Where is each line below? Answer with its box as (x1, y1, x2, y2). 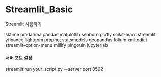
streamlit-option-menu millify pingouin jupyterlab (5, 42, 108, 48)
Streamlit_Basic (5, 4, 73, 15)
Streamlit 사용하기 (5, 21, 42, 27)
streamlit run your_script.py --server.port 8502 (5, 66, 103, 72)
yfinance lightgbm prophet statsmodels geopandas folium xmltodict (5, 37, 148, 43)
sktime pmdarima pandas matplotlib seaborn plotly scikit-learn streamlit (5, 31, 156, 37)
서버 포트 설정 (5, 55, 32, 61)
